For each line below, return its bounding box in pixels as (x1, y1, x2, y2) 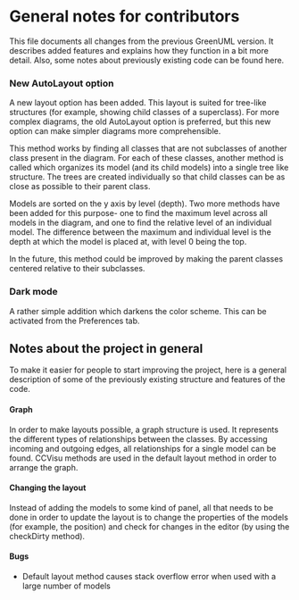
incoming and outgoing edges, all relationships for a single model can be (9, 443, 277, 454)
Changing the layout (9, 482, 87, 493)
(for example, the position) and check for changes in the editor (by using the (9, 521, 290, 532)
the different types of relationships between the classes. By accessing (9, 433, 268, 444)
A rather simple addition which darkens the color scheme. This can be (9, 305, 267, 316)
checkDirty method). (9, 530, 86, 541)
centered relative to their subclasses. (9, 263, 145, 274)
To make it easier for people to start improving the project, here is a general (9, 364, 287, 376)
